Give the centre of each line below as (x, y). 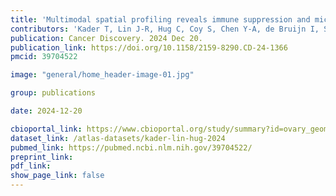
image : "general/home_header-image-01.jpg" (102, 75)
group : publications (53, 93)
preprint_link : (42, 157)
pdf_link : (31, 166)
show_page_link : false (57, 176)
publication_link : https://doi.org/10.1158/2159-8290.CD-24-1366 (149, 47)
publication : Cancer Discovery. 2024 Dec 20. (106, 38)
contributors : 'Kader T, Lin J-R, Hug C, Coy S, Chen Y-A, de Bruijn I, (165, 29)
